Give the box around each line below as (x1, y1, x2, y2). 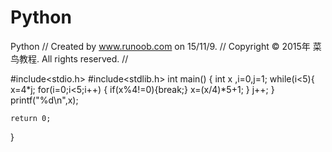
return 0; (10, 113, 52, 123)
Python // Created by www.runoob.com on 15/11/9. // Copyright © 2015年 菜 (10, 40, 322, 52)
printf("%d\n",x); (10, 94, 79, 106)
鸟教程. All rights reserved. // (10, 52, 129, 65)
